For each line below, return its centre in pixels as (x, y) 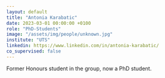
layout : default (27, 12)
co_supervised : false (34, 51)
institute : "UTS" (28, 40)
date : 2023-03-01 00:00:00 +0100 (49, 23)
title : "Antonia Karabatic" (42, 18)
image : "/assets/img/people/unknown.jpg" (60, 34)
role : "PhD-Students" (34, 29)
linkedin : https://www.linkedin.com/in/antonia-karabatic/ (83, 46)
